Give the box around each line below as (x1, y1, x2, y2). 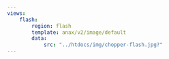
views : (7, 9, 26, 17)
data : (31, 35, 48, 42)
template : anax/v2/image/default (31, 28, 127, 36)
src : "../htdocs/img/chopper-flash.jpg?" (43, 41, 164, 48)
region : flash (31, 22, 72, 29)
